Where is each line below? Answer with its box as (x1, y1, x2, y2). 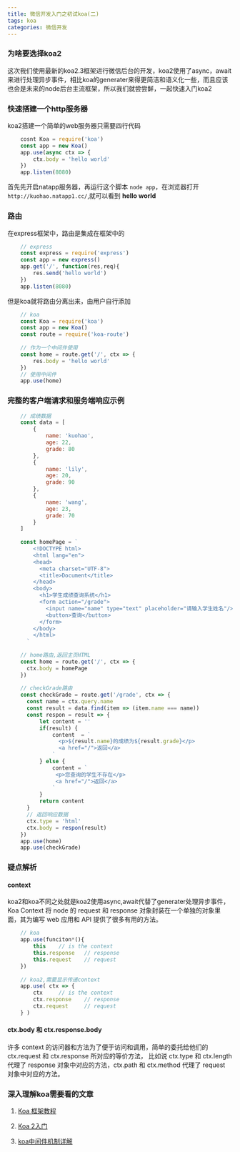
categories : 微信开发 (7, 24, 68, 31)
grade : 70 (45, 512, 75, 519)
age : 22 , (45, 439, 72, 447)
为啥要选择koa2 (7, 49, 62, 59)
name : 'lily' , (45, 465, 88, 472)
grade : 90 (45, 479, 75, 486)
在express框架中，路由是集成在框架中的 (7, 229, 125, 237)
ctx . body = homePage (26, 665, 88, 672)
